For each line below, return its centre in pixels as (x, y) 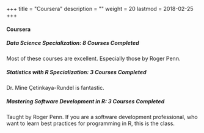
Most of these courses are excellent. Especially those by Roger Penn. (93, 58)
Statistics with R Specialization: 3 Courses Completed (76, 72)
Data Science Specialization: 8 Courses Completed (73, 43)
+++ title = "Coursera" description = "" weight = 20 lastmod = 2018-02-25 (100, 9)
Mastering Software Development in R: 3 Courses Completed (86, 101)
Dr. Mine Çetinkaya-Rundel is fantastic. (56, 87)
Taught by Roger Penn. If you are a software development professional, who (102, 117)
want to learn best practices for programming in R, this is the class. (91, 123)
